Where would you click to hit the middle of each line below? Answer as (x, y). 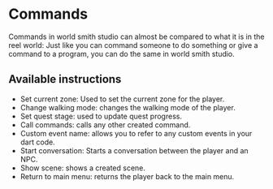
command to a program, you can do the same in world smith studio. (122, 54)
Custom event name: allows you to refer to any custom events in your (136, 133)
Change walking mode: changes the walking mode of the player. (128, 107)
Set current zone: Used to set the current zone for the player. (122, 99)
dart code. (37, 142)
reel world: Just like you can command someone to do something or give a (133, 45)
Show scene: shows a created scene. (83, 168)
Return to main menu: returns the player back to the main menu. (127, 176)
